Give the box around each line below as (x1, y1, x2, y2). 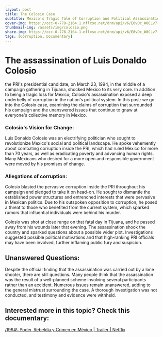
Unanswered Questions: (5, 254, 80, 262)
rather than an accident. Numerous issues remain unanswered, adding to (5, 282, 151, 288)
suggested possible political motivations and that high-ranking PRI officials (5, 234, 154, 240)
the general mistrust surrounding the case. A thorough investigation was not (5, 287, 157, 293)
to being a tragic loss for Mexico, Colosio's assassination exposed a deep (5, 92, 152, 97)
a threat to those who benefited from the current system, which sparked (5, 204, 149, 211)
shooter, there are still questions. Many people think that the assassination (5, 272, 154, 277)
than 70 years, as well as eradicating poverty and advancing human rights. (5, 151, 154, 156)
